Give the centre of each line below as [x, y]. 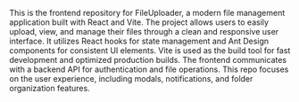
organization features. [50, 88]
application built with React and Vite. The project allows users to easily [139, 22]
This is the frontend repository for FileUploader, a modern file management [147, 13]
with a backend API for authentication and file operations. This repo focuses [149, 69]
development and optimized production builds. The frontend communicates [148, 60]
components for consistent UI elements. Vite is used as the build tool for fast [150, 51]
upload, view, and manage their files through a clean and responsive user [144, 31]
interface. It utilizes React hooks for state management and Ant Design [139, 41]
